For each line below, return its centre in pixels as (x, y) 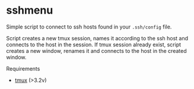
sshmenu (30, 10)
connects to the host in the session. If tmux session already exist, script (94, 44)
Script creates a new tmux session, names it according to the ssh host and (97, 38)
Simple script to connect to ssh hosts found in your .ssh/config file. (89, 27)
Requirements (23, 68)
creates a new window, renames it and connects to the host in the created (96, 50)
